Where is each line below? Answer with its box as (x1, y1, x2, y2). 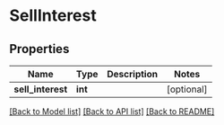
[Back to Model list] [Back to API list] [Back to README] (9, 106, 215, 117)
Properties (9, 41, 70, 57)
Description (107, 68, 159, 80)
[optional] (166, 83, 208, 95)
